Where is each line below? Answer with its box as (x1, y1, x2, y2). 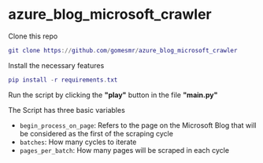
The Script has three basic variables (8, 105, 126, 114)
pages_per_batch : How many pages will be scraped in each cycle (19, 145, 230, 154)
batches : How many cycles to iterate (19, 137, 137, 147)
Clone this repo (8, 31, 58, 41)
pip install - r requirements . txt (8, 76, 118, 84)
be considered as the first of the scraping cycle (19, 129, 173, 138)
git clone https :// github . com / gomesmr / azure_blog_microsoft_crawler (8, 46, 238, 54)
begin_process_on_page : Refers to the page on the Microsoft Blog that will (19, 120, 257, 130)
